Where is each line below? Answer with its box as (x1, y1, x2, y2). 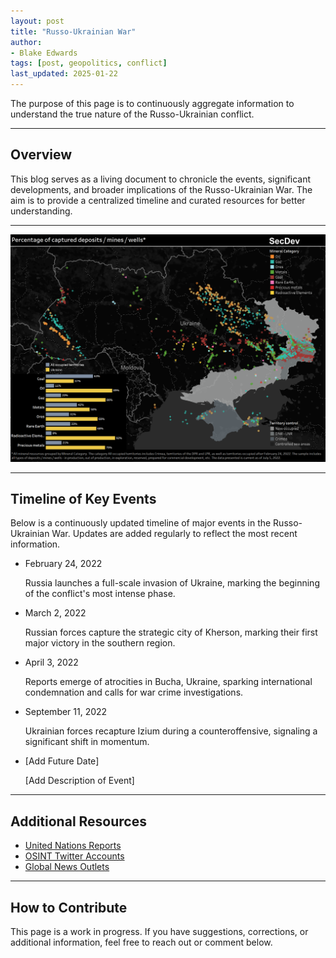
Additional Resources (10, 813, 147, 830)
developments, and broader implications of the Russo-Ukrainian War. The (10, 183, 313, 195)
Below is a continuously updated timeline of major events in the (10, 517, 272, 529)
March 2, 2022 (24, 607, 87, 619)
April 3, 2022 (24, 656, 79, 669)
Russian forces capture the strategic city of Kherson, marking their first (24, 626, 318, 639)
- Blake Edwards (10, 48, 78, 58)
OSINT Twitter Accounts (24, 850, 125, 862)
